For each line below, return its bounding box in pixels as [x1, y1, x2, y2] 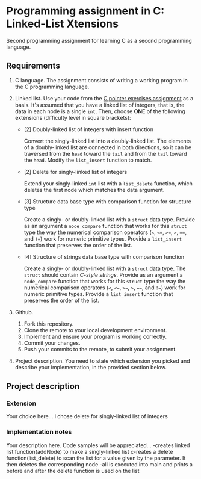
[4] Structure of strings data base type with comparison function [23, 253, 185, 260]
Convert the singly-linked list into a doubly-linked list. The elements [23, 137, 191, 144]
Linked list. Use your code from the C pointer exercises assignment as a [14, 94, 194, 102]
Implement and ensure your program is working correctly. [23, 333, 167, 340]
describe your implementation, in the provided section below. [14, 363, 167, 371]
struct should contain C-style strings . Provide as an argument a [23, 271, 183, 278]
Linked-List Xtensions [6, 17, 119, 31]
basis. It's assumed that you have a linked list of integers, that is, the [14, 101, 185, 108]
